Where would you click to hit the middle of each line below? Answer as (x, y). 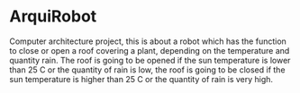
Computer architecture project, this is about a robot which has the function (148, 41)
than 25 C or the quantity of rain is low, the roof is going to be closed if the (147, 70)
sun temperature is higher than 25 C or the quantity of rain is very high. (141, 79)
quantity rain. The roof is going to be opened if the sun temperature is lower (150, 60)
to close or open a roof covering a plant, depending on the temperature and (150, 50)
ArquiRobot (53, 17)
